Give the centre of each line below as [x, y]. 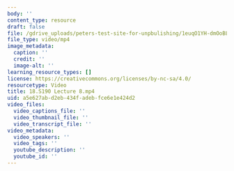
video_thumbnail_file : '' [51, 117]
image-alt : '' [34, 66]
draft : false [26, 27]
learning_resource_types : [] [49, 72]
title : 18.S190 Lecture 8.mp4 [51, 91]
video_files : [26, 105]
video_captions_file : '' [49, 111]
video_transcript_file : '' [53, 124]
